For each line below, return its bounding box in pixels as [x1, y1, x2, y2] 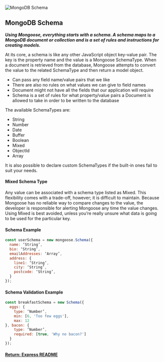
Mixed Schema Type [5, 179, 47, 184]
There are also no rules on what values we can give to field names [12, 82, 146, 88]
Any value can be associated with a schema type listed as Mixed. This [5, 190, 146, 196]
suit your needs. [5, 167, 38, 173]
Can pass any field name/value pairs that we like [12, 76, 110, 83]
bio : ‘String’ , [9, 247, 41, 251]
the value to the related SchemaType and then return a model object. [5, 67, 144, 73]
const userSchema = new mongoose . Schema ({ [5, 238, 93, 243]
